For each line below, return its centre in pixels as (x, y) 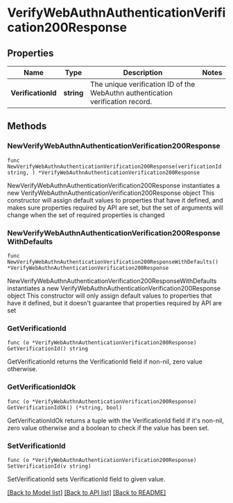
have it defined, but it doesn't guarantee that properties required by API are (114, 302)
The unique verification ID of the (143, 84)
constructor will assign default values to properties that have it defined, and (115, 200)
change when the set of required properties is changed (86, 215)
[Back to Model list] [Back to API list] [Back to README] (87, 492)
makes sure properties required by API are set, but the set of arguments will (115, 207)
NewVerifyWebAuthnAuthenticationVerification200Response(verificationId (114, 167)
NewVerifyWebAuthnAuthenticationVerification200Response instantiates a (114, 185)
